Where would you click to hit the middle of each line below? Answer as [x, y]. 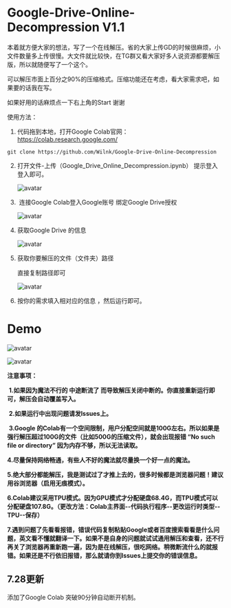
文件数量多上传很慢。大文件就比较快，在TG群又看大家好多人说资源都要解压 [114, 56]
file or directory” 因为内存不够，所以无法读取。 [74, 445]
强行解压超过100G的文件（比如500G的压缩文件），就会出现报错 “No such [111, 437]
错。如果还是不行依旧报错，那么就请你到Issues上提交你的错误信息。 [104, 555]
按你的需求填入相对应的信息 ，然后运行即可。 [81, 300]
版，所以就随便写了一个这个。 [49, 64]
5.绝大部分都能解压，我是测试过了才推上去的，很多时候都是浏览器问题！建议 [115, 474]
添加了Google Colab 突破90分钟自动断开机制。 [73, 597]
